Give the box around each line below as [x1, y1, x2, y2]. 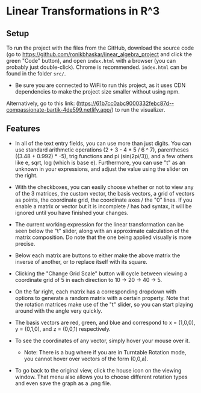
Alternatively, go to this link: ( [6, 100, 78, 107]
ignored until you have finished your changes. [14, 209, 129, 216]
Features [6, 124, 40, 134]
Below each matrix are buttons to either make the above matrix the [14, 252, 181, 259]
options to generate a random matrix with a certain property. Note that [14, 294, 190, 301]
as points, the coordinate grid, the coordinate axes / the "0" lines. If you [14, 196, 193, 203]
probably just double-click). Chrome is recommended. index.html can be [6, 63, 188, 71]
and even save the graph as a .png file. [14, 379, 112, 387]
